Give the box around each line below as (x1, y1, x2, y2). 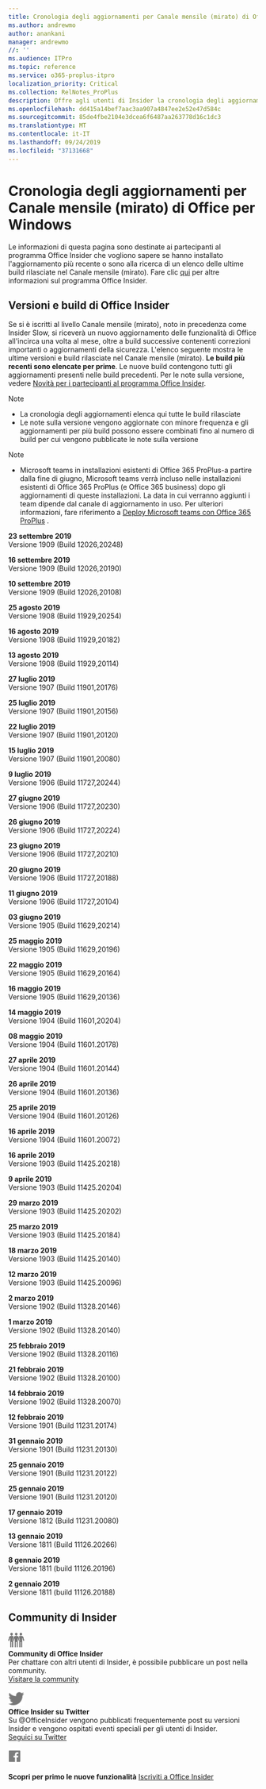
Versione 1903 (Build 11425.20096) (8, 1278, 123, 1287)
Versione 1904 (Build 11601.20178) (8, 1040, 120, 1049)
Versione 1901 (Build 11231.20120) (8, 1492, 118, 1502)
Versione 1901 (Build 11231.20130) (8, 1445, 118, 1454)
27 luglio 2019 (8, 675, 55, 684)
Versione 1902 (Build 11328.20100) (8, 1373, 121, 1383)
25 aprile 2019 (8, 1103, 57, 1113)
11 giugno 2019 (8, 889, 58, 898)
